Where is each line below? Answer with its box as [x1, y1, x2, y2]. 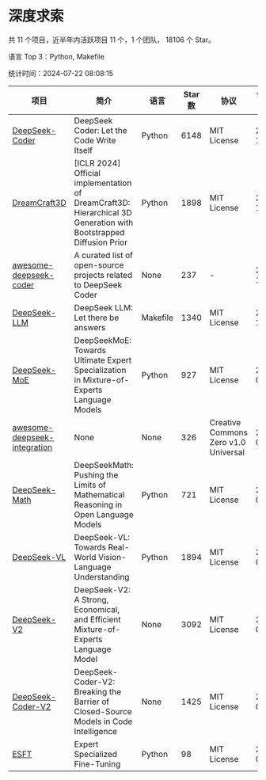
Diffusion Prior [74, 237, 128, 248]
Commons [209, 427, 248, 438]
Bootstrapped [74, 226, 125, 238]
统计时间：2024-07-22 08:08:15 [8, 68, 113, 78]
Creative [209, 417, 241, 428]
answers [74, 322, 106, 333]
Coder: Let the [74, 124, 127, 135]
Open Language [74, 508, 135, 519]
